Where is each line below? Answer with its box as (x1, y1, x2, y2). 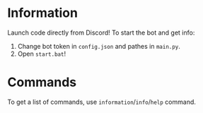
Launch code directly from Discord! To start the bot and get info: (7, 28, 195, 37)
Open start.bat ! (17, 49, 66, 58)
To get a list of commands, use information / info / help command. (7, 97, 197, 106)
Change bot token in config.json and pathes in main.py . (17, 42, 180, 50)
